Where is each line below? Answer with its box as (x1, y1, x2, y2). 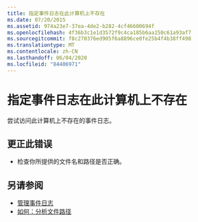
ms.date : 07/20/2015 (7, 16, 66, 23)
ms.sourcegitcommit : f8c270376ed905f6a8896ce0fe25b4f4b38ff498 (7, 36, 192, 42)
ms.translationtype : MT (7, 42, 75, 48)
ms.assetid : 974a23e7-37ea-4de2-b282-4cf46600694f (7, 23, 155, 29)
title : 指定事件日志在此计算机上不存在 (7, 10, 106, 17)
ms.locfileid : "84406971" (7, 61, 81, 68)
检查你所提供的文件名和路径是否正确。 (16, 158, 125, 166)
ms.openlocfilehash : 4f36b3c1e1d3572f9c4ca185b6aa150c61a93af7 (7, 29, 192, 36)
